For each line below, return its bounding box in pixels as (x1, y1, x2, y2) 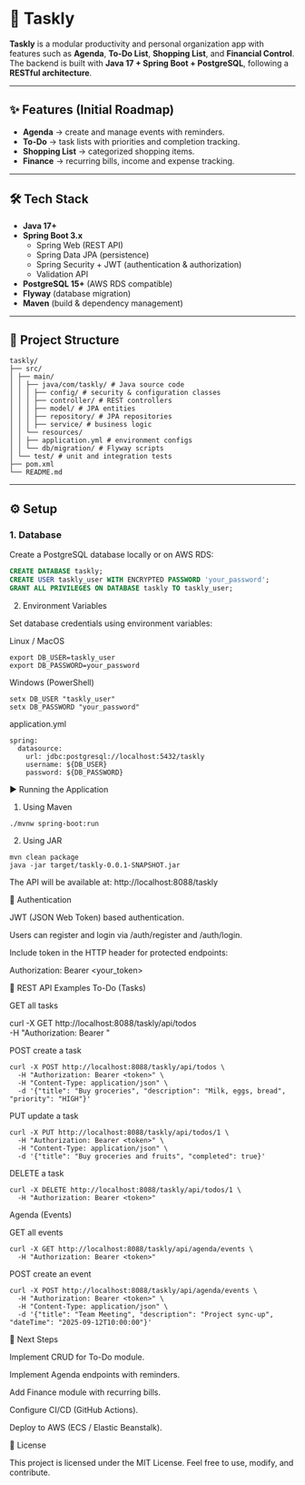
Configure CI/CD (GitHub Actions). (9, 1404, 139, 1415)
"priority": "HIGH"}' (9, 1094, 92, 1104)
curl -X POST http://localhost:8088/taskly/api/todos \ (9, 1062, 225, 1072)
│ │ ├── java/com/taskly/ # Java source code (9, 380, 184, 389)
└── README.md (9, 468, 64, 477)
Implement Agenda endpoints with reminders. (9, 1369, 181, 1379)
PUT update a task (9, 1110, 79, 1121)
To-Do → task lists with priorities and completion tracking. (22, 136, 241, 146)
